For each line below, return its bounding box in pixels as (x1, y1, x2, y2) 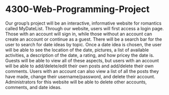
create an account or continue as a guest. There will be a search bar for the (5, 36, 162, 42)
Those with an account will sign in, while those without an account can (5, 31, 152, 37)
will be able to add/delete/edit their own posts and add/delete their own (5, 63, 154, 69)
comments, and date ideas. (5, 84, 62, 90)
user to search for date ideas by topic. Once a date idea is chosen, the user (5, 41, 162, 47)
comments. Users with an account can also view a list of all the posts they (5, 68, 159, 74)
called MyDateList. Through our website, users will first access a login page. (5, 25, 164, 31)
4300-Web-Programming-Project (5, 4, 150, 15)
